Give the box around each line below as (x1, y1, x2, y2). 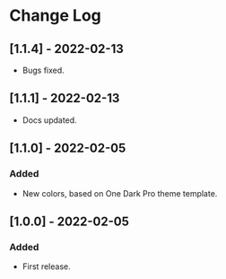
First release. (22, 261, 71, 272)
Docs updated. (22, 114, 78, 126)
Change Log (9, 5, 101, 26)
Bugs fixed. (22, 65, 65, 75)
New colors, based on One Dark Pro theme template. (22, 187, 218, 198)
